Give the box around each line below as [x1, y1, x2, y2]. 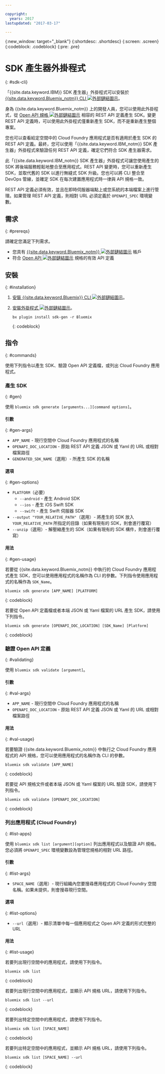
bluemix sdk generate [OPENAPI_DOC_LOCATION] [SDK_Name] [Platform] [5, 623, 149, 628]
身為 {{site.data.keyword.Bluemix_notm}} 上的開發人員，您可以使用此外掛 [5, 106, 154, 112]
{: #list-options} [5, 910, 37, 916]
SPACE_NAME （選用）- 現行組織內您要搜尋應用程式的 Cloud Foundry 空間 [12, 880, 157, 886]
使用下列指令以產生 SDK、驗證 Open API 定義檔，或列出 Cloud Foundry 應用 [5, 362, 160, 368]
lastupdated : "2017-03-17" [5, 21, 61, 26]
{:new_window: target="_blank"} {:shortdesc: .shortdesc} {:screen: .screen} [5, 38, 159, 44]
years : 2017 [9, 16, 34, 21]
